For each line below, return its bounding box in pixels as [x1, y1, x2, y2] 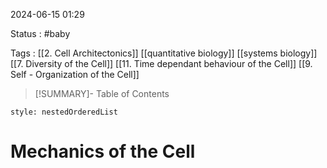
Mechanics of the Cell [10, 140, 196, 163]
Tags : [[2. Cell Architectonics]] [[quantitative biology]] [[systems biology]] [10, 47, 318, 59]
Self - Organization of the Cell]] [10, 69, 140, 80]
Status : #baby [10, 28, 71, 39]
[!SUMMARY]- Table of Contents [34, 88, 170, 99]
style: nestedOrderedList [10, 107, 118, 117]
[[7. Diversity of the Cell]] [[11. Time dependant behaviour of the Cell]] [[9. [10, 58, 313, 69]
